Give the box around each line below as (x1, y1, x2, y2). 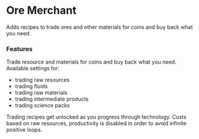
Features (6, 44, 33, 53)
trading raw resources (14, 76, 70, 84)
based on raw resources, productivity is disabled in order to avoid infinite (6, 120, 187, 127)
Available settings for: (6, 65, 60, 72)
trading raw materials (14, 89, 68, 96)
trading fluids (14, 83, 48, 90)
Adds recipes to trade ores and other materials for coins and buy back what (6, 23, 193, 31)
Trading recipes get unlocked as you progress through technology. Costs (6, 113, 187, 120)
